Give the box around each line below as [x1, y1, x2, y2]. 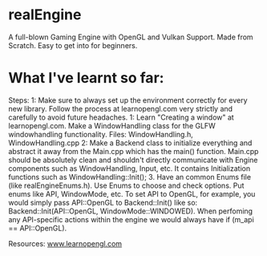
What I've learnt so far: [8, 69, 164, 87]
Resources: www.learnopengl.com [8, 238, 123, 248]
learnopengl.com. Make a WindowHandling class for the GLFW [8, 120, 216, 130]
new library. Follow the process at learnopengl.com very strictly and [8, 104, 233, 113]
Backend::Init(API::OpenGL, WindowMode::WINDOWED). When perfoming [8, 206, 253, 216]
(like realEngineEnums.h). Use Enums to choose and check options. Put [8, 181, 245, 190]
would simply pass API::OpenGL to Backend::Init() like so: [8, 197, 198, 207]
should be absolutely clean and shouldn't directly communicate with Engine [8, 155, 258, 165]
